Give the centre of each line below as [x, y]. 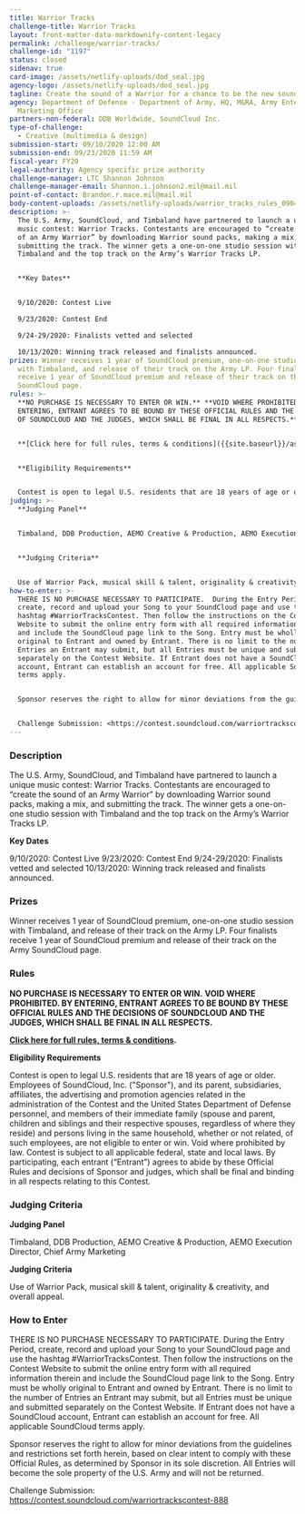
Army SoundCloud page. [55, 950]
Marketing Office [50, 111]
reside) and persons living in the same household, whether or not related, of [151, 1133]
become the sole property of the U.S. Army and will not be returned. [137, 1473]
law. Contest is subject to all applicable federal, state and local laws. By [143, 1152]
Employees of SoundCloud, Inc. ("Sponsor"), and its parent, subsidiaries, [145, 1085]
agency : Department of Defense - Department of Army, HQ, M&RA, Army [144, 102]
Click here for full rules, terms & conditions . [93, 1039]
